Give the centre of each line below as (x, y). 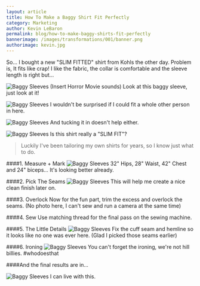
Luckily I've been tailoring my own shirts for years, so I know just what (107, 145)
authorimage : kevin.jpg (36, 45)
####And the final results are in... (47, 264)
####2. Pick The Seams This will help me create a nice (96, 181)
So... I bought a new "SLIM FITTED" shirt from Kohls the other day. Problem (99, 62)
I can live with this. (73, 276)
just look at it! (23, 93)
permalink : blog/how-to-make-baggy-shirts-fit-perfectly (79, 34)
